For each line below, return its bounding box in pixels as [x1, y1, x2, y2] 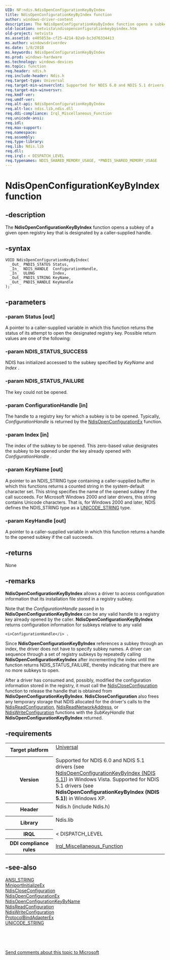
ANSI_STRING [5, 876, 34, 883]
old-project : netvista [5, 31, 53, 36]
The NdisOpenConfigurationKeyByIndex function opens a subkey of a [5, 224, 154, 230]
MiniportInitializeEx [5, 882, 45, 888]
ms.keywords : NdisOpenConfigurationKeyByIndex [5, 50, 105, 55]
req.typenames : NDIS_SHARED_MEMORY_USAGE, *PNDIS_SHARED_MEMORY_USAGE [5, 158, 157, 163]
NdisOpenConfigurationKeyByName [5, 898, 80, 904]
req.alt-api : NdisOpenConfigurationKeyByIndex [5, 102, 105, 107]
